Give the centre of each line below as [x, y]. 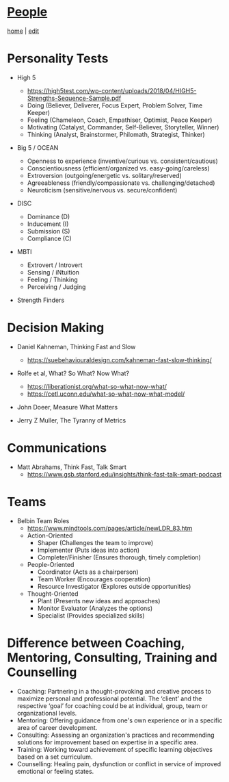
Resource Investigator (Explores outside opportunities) [114, 586]
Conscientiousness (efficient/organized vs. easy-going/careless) [118, 168]
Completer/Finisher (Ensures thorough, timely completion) [119, 557]
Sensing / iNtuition [53, 272]
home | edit [23, 31]
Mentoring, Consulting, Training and [112, 657]
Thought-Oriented [53, 594]
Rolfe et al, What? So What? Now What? [73, 373]
